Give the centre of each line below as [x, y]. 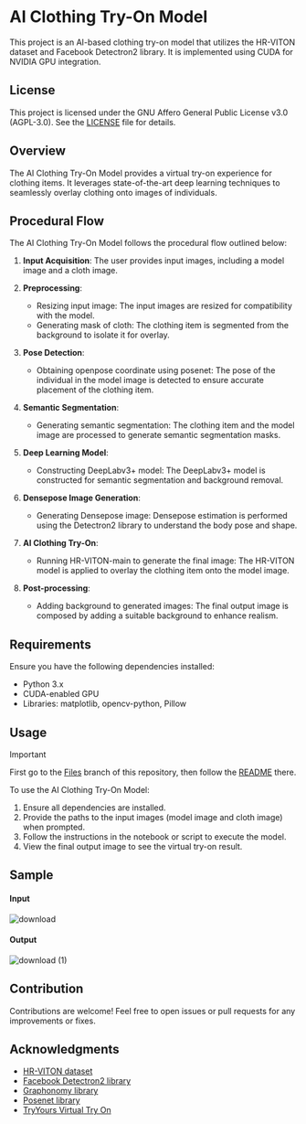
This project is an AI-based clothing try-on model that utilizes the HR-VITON [153, 42]
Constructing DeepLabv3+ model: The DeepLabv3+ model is [151, 471]
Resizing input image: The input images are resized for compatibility [164, 306]
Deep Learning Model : [66, 453]
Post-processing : [57, 588]
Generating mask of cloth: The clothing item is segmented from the [163, 326]
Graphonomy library [60, 1091]
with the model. [66, 316]
